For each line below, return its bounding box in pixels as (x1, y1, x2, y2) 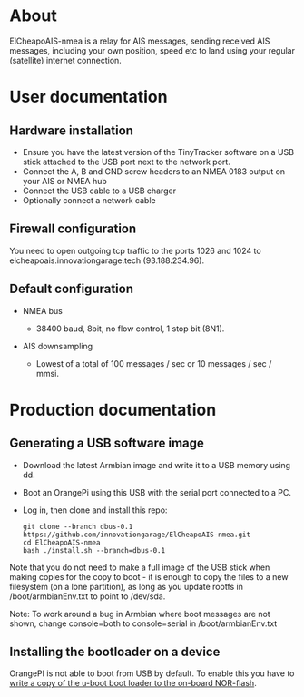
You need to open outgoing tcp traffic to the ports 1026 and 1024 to (9, 245, 261, 256)
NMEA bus (22, 305, 64, 316)
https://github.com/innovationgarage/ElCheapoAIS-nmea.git (22, 530, 251, 539)
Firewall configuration (9, 221, 137, 237)
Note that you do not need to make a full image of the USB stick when (9, 562, 270, 573)
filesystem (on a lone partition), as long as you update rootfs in (9, 581, 243, 592)
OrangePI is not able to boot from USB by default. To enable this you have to (9, 668, 295, 679)
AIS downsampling (22, 340, 93, 351)
